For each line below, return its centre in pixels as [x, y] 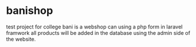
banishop [30, 11]
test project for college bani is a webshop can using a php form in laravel [94, 27]
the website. [21, 39]
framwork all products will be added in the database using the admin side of [98, 32]
